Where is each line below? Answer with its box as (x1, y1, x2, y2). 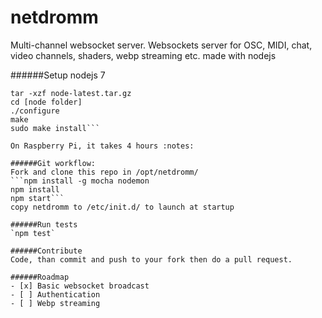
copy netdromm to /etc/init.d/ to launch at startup (10, 202, 235, 212)
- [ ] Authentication (10, 289, 101, 300)
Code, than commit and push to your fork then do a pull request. (10, 254, 293, 265)
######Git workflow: (10, 158, 97, 168)
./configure (10, 106, 60, 116)
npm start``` (10, 193, 65, 203)
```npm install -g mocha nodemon (10, 176, 150, 186)
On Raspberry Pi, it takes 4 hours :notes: (10, 141, 195, 151)
